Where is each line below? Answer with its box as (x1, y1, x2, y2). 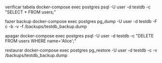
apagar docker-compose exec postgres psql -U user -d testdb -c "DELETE (5, 33, 154, 38)
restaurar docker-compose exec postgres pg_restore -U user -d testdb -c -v (5, 48, 158, 53)
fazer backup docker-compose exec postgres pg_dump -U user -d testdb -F (5, 19, 157, 24)
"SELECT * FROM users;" (5, 9, 57, 15)
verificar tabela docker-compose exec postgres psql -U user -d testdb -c (5, 4, 151, 10)
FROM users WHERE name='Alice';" (5, 38, 76, 44)
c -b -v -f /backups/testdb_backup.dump (5, 24, 87, 29)
